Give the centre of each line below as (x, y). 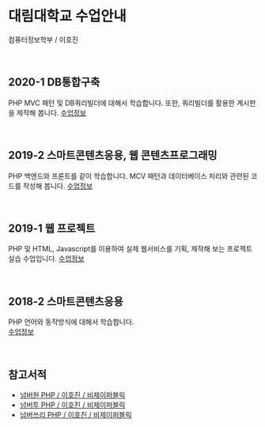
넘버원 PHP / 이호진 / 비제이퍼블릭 (72, 395)
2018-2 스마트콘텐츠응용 (66, 301)
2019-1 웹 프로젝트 (52, 228)
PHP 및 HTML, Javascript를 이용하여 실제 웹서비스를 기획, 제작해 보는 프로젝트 (131, 249)
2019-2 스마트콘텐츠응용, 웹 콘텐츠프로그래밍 (113, 155)
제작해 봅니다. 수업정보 (51, 112)
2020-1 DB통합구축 (54, 83)
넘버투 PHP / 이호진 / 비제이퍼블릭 (72, 405)
